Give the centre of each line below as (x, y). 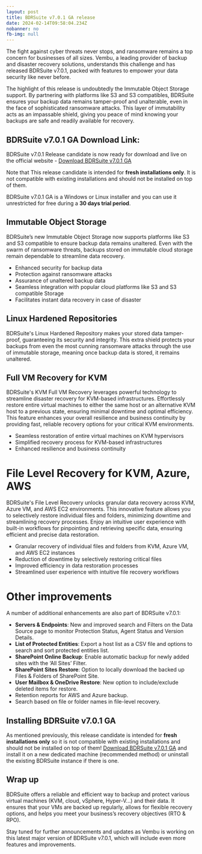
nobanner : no (23, 29)
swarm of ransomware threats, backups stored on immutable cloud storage (100, 249)
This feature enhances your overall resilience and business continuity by (96, 418)
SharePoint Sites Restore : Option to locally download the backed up (100, 669)
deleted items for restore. (46, 689)
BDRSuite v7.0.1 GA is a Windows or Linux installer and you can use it (91, 197)
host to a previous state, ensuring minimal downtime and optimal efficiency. (100, 411)
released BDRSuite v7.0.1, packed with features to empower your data (92, 71)
